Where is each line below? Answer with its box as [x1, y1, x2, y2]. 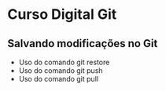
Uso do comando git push [18, 66, 103, 75]
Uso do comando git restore [18, 57, 110, 67]
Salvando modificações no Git [7, 37, 158, 50]
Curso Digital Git [7, 5, 117, 24]
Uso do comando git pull [18, 75, 99, 83]
